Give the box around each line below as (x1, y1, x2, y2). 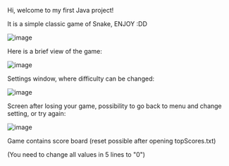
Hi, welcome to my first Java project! (7, 6, 114, 14)
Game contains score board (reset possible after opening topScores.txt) (7, 137, 216, 145)
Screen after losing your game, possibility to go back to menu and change (7, 102, 222, 110)
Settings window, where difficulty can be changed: (7, 74, 155, 83)
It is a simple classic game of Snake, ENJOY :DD (7, 20, 148, 28)
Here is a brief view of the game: (7, 47, 102, 55)
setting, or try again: (7, 109, 66, 117)
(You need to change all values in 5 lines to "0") (7, 150, 146, 158)
